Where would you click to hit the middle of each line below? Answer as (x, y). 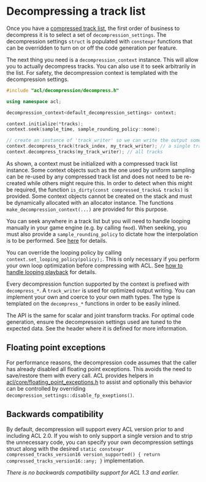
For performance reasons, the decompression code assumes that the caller (102, 362)
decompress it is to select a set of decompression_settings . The (86, 34)
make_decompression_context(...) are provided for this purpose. (87, 209)
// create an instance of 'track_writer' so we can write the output (97, 140)
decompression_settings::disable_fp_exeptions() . (71, 395)
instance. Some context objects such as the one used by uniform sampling (101, 170)
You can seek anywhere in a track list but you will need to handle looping (98, 221)
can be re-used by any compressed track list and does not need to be (94, 177)
